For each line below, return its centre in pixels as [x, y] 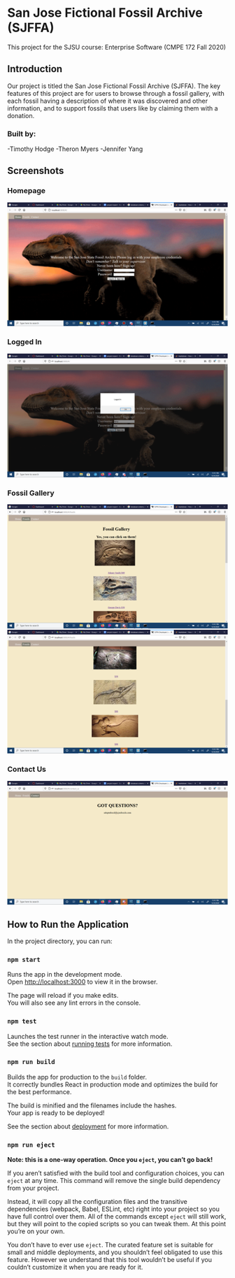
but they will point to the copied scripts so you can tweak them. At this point [116, 1224]
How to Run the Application [68, 924]
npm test [22, 1021]
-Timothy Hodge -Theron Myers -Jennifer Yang [75, 149]
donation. [21, 115]
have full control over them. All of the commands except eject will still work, [117, 1216]
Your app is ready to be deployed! [56, 1112]
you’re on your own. [36, 1231]
